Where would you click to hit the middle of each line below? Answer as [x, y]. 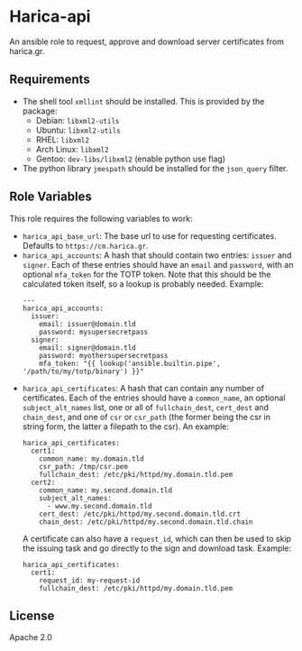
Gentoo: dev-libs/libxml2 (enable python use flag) [131, 159]
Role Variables [50, 197]
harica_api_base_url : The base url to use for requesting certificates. [149, 235]
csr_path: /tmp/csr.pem [83, 466]
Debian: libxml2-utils [78, 120]
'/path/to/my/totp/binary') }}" [83, 371]
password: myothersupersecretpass [104, 355]
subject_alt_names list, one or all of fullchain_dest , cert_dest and [145, 407]
